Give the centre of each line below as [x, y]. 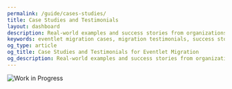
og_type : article [32, 46]
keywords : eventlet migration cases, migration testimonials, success [111, 39]
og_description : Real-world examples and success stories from [100, 59]
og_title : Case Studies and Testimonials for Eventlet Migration [103, 52]
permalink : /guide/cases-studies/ [57, 13]
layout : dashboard [33, 26]
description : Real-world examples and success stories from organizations [117, 33]
